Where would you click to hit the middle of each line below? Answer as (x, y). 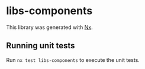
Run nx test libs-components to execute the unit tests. (73, 60)
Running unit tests (41, 46)
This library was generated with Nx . (49, 27)
